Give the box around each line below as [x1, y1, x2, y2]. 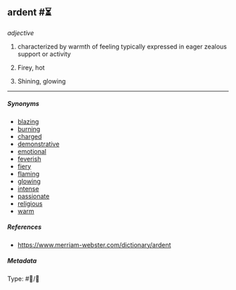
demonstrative [17, 140, 60, 148]
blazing [17, 117, 39, 126]
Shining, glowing [17, 77, 66, 85]
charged [17, 132, 42, 140]
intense [17, 184, 39, 192]
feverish [17, 154, 41, 163]
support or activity [17, 49, 72, 58]
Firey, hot [17, 63, 45, 72]
